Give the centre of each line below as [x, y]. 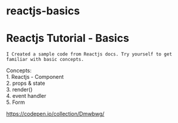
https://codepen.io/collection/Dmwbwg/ [55, 114]
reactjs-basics [43, 11]
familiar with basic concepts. [45, 60]
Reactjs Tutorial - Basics [68, 39]
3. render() [19, 90]
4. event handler [26, 96]
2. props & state [26, 83]
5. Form [16, 102]
